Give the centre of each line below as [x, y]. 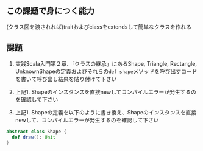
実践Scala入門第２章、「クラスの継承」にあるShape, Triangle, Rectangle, [106, 63]
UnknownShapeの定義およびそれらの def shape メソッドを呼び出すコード [106, 71]
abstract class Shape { [37, 132]
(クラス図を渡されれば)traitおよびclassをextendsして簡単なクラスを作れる [99, 27]
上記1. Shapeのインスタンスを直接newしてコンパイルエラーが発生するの [105, 92]
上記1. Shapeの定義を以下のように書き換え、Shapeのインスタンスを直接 [106, 112]
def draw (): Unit [34, 137]
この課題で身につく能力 [50, 11]
